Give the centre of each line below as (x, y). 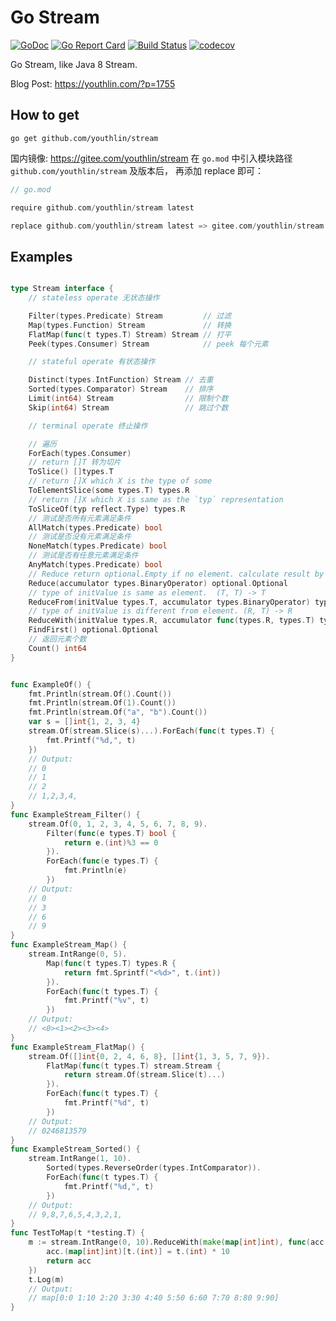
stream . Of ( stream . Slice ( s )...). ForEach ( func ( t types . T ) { (151, 731)
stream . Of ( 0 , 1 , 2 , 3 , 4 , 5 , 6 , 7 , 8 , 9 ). (118, 824)
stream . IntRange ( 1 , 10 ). (80, 1159)
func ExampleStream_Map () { (69, 945)
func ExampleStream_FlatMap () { (77, 1047)
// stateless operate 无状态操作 (94, 298)
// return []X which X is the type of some (120, 481)
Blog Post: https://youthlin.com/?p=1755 (93, 83)
